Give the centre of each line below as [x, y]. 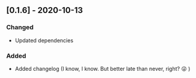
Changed [20, 27]
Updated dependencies [44, 40]
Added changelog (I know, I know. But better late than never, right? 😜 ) [103, 68]
